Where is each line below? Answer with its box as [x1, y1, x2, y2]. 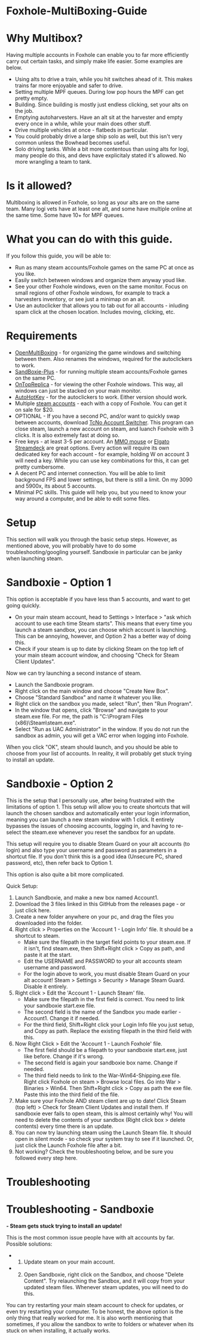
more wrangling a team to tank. [14, 158, 92, 166]
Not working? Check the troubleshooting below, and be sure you [14, 1148, 174, 1155]
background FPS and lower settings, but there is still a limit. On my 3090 [14, 476, 193, 483]
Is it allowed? [6, 179, 73, 192]
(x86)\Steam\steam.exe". [14, 719, 76, 726]
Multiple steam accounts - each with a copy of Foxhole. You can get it [14, 399, 187, 407]
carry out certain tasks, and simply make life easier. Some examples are [6, 58, 183, 65]
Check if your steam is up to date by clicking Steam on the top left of [14, 645, 184, 652]
